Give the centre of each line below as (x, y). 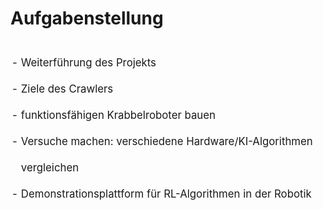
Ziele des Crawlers (67, 89)
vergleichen (50, 167)
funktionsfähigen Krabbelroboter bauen (118, 115)
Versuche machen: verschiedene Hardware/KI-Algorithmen (166, 141)
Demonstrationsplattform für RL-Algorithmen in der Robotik (166, 194)
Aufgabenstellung (87, 18)
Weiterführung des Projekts (88, 62)
